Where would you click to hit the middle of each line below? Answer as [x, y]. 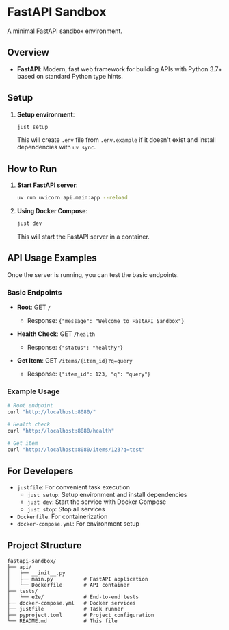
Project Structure [44, 545]
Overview [28, 52]
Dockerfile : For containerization [62, 517]
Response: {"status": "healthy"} [75, 348]
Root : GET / [34, 307]
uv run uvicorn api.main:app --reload [72, 198]
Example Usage [33, 391]
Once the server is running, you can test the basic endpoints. [93, 274]
